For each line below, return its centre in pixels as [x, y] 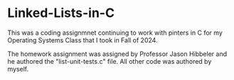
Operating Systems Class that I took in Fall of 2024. [83, 40]
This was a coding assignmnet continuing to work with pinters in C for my [115, 33]
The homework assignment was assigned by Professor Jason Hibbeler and [117, 54]
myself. [18, 69]
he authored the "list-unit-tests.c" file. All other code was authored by [110, 61]
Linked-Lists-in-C [61, 13]
